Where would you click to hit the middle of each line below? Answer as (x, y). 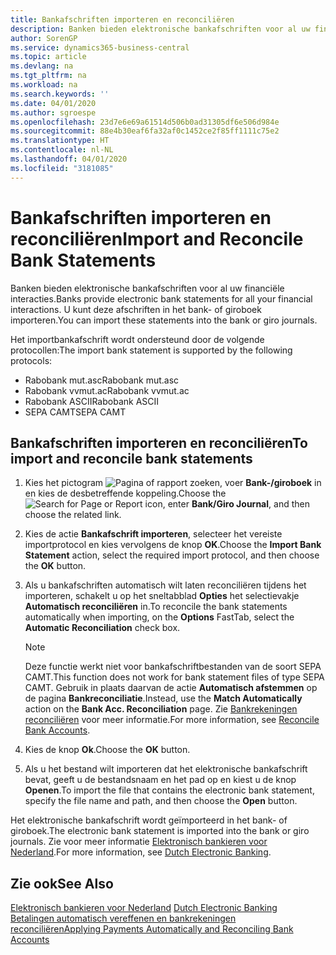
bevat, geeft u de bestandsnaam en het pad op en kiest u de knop (160, 780)
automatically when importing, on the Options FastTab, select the (159, 617)
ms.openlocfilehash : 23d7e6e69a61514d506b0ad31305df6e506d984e (145, 122)
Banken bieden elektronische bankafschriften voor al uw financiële (147, 288)
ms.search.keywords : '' (60, 94)
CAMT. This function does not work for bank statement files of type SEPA (174, 677)
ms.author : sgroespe (53, 112)
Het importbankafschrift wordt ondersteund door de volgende (137, 339)
